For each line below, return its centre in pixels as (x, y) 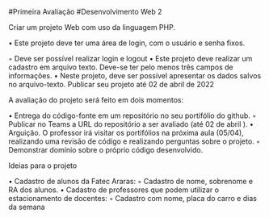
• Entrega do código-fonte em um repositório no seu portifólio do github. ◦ (132, 115)
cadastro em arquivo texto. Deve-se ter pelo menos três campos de (121, 67)
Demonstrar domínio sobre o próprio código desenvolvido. (106, 150)
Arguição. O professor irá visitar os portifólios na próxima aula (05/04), (126, 133)
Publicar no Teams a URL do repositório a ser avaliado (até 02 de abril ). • (131, 124)
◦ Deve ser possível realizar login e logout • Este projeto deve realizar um (130, 59)
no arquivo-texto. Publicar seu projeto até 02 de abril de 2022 (111, 84)
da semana (27, 207)
